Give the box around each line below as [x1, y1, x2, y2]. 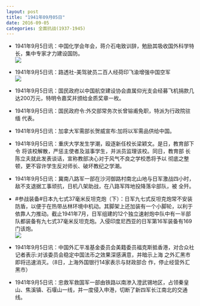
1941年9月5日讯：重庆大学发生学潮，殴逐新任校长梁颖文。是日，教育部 [14, 140, 189, 147]
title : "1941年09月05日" [6, 14, 66, 20]
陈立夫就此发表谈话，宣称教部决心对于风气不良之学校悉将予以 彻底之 [14, 155, 184, 162]
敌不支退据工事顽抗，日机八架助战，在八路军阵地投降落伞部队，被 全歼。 [14, 183, 195, 190]
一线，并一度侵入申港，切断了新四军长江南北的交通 [61, 286, 188, 293]
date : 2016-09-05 [6, 20, 50, 26]
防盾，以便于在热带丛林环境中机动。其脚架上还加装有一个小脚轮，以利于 [14, 203, 193, 210]
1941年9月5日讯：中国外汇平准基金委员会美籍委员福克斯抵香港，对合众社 [14, 244, 195, 251]
